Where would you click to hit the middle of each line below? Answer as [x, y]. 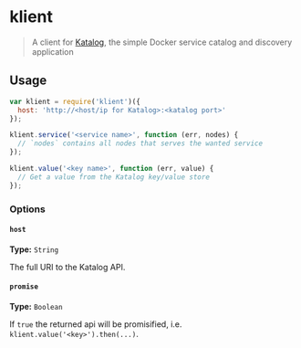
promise [24, 287]
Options [27, 209]
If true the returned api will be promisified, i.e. [96, 324]
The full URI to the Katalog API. [67, 267]
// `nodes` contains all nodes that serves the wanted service [140, 143]
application [53, 51]
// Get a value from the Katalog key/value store [114, 177]
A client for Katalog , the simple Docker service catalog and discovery [162, 42]
